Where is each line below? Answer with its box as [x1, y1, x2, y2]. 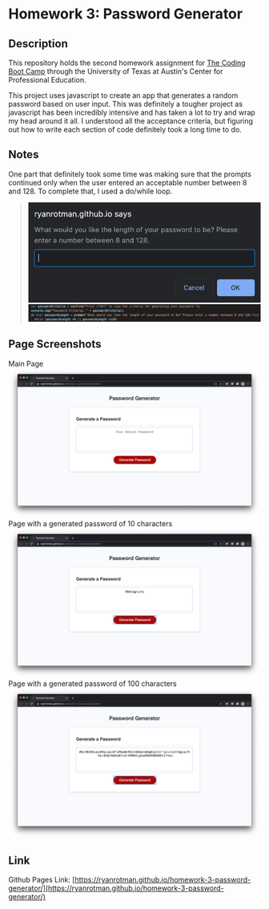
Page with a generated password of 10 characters [8, 519, 173, 529]
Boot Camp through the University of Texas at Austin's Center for [8, 67, 223, 76]
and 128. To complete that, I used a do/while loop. [8, 186, 173, 196]
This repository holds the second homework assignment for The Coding [8, 58, 246, 67]
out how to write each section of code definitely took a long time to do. [8, 125, 242, 134]
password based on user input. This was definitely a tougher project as [8, 99, 243, 108]
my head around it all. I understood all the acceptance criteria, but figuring [8, 116, 254, 125]
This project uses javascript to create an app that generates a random [8, 91, 239, 100]
